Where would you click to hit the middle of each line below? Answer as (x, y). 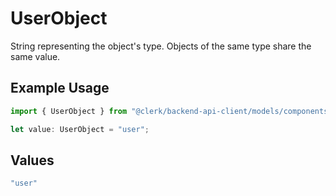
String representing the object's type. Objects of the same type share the (161, 46)
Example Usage (60, 88)
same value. (35, 56)
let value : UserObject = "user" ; (80, 129)
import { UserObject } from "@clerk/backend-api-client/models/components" (171, 111)
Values (32, 160)
